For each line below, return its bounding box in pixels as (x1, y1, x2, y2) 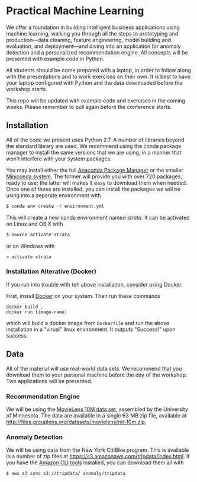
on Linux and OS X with (6, 220, 63, 227)
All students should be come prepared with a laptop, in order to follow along (6, 66, 191, 73)
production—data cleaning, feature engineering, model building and (6, 36, 172, 43)
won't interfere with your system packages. (6, 155, 112, 162)
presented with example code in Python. (6, 55, 105, 62)
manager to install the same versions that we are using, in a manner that (6, 149, 182, 156)
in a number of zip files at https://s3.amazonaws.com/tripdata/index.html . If (6, 453, 190, 460)
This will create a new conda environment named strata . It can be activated (6, 214, 190, 221)
